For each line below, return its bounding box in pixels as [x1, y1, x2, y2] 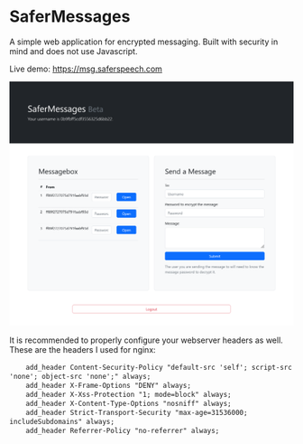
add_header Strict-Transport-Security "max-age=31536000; [25, 408, 248, 417]
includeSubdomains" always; [9, 417, 115, 426]
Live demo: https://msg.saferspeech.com [9, 63, 162, 74]
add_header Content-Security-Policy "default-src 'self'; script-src [25, 363, 293, 372]
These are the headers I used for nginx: [9, 344, 156, 354]
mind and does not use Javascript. [9, 45, 138, 56]
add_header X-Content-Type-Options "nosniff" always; [25, 399, 232, 408]
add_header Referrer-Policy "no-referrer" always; [25, 426, 220, 435]
